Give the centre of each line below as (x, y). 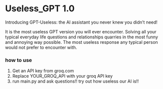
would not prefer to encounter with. (41, 47)
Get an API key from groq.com (43, 71)
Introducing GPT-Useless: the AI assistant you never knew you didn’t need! (81, 22)
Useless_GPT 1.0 (40, 9)
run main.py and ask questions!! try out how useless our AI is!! (76, 81)
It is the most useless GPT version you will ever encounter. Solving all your (81, 31)
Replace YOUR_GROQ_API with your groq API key (62, 76)
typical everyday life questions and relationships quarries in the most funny (81, 37)
